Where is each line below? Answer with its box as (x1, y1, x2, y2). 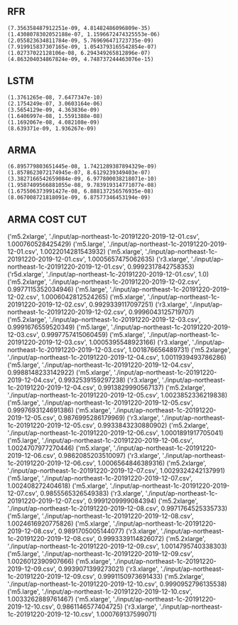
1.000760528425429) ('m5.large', (7, 240, 106, 248)
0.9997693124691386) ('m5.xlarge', (7, 406, 112, 415)
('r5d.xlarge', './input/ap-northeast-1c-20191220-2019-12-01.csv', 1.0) (7, 270, 210, 279)
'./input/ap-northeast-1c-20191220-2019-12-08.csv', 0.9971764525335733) (7, 504, 228, 513)
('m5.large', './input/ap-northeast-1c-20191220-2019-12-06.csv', (7, 437, 194, 445)
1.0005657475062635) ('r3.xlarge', (87, 255, 190, 264)
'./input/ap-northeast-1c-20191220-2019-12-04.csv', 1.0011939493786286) (7, 353, 227, 362)
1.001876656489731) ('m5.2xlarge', (128, 346, 231, 354)
